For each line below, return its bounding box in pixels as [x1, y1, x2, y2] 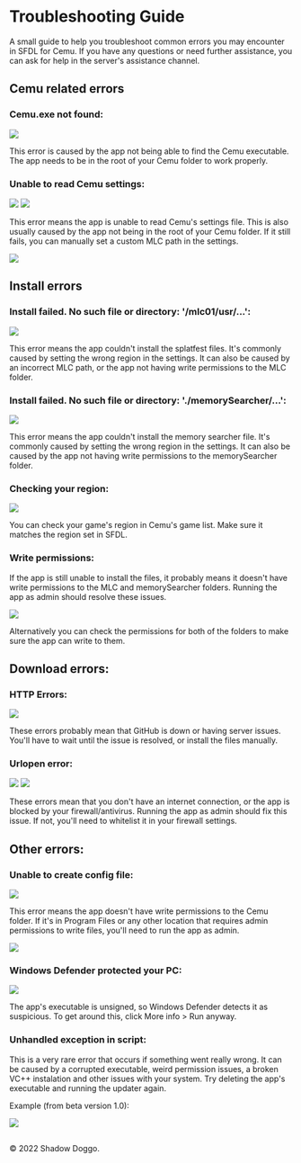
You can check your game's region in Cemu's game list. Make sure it [9, 520, 263, 531]
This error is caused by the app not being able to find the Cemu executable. [9, 146, 289, 157]
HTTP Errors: [9, 688, 67, 701]
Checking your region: [9, 482, 110, 495]
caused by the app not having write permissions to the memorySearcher [9, 450, 278, 461]
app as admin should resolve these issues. [9, 591, 167, 602]
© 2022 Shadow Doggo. [9, 1143, 101, 1154]
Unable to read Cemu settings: [9, 177, 146, 190]
